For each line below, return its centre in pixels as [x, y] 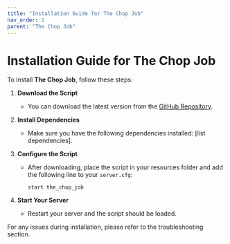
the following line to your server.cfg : [80, 175]
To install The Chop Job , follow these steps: [70, 79]
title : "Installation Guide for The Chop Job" [76, 13]
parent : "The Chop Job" [42, 26]
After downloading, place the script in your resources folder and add [125, 167]
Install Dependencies [48, 120]
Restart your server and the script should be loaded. [102, 214]
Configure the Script [47, 154]
